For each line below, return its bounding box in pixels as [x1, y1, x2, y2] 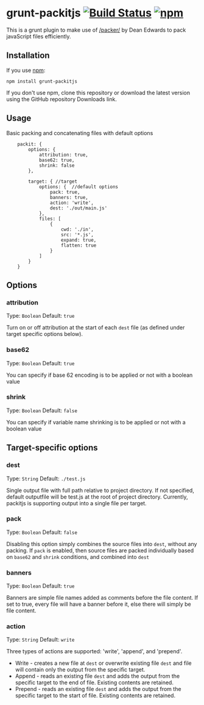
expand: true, [60, 237, 97, 243]
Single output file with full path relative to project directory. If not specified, [6, 486, 195, 494]
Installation [6, 51, 50, 61]
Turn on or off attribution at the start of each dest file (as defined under [6, 324, 185, 331]
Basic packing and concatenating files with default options [6, 129, 153, 136]
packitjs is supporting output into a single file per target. [6, 499, 147, 507]
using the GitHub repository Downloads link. [6, 95, 117, 103]
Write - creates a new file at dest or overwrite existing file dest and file [15, 659, 192, 667]
